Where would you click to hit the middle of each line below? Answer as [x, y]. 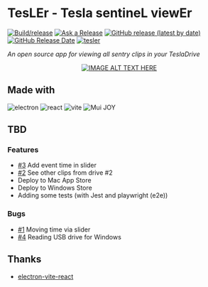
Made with [31, 90]
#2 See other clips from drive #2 [65, 173]
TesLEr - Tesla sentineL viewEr [100, 13]
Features [23, 150]
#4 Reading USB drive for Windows [70, 237]
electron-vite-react [45, 276]
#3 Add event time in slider [57, 166]
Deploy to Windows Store [55, 188]
